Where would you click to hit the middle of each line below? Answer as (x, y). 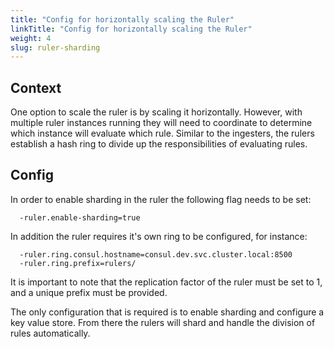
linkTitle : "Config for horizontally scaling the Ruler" (131, 29)
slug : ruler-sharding (55, 47)
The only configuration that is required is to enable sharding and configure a (167, 312)
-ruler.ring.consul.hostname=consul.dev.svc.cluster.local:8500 (156, 254)
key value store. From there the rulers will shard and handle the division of (163, 322)
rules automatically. (50, 333)
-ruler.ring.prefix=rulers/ (78, 263)
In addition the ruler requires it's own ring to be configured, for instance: (159, 236)
